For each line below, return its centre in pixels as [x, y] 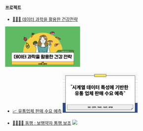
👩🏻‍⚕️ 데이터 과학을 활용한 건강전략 [45, 19]
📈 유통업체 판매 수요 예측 [37, 111]
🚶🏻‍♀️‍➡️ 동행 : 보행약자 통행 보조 [42, 123]
